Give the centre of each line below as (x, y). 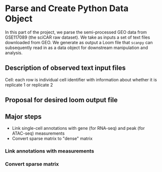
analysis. (14, 53)
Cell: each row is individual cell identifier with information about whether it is (81, 79)
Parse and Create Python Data (67, 8)
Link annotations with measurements (50, 151)
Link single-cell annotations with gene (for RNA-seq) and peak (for (78, 128)
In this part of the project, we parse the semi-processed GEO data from (76, 32)
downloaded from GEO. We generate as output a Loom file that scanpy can (79, 42)
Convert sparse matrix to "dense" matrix (52, 138)
